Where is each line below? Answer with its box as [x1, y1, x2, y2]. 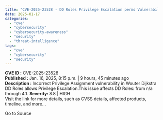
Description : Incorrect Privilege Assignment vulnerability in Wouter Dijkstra [5, 81, 157, 86]
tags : [5, 43, 16, 48]
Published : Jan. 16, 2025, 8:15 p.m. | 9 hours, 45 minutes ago [5, 75, 130, 81]
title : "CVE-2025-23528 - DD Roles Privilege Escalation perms [5, 7, 136, 12]
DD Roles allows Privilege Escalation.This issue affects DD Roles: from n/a [5, 86, 153, 91]
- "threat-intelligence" [9, 39, 60, 44]
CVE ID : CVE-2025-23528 [5, 70, 59, 76]
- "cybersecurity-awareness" [9, 30, 68, 34]
